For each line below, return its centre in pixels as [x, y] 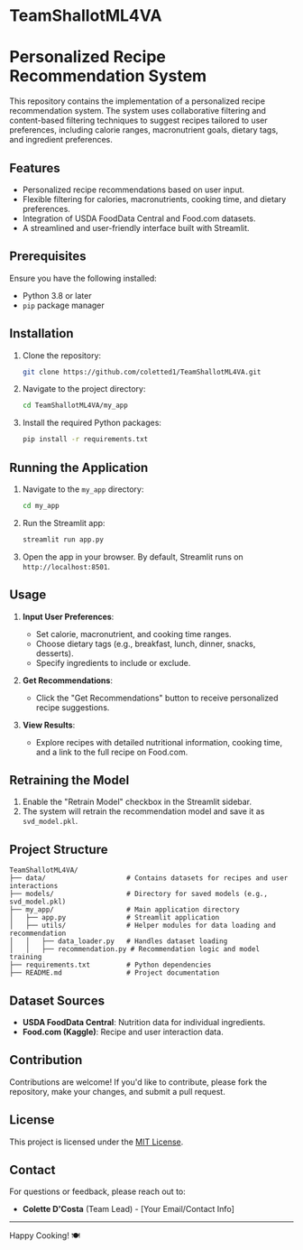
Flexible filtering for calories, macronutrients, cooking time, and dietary [154, 199]
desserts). [55, 653]
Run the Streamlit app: [64, 523]
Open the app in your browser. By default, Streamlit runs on [133, 557]
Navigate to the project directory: [84, 389]
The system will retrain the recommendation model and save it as [143, 811]
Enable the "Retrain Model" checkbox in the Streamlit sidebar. [137, 802]
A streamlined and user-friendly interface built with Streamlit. [136, 227]
